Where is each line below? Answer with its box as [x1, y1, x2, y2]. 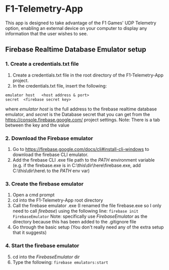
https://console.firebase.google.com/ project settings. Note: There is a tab [5, 117, 160, 123]
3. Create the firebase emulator [5, 180, 84, 187]
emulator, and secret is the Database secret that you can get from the [5, 111, 150, 117]
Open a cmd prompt [12, 192, 55, 198]
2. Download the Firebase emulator [5, 135, 94, 142]
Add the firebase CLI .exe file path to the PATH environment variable [12, 157, 155, 163]
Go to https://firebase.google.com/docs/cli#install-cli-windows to [12, 146, 149, 152]
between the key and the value [5, 122, 70, 128]
